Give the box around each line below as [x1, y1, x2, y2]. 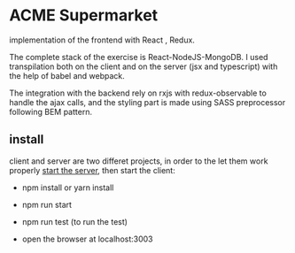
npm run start [21, 199, 73, 210]
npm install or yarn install [21, 182, 114, 193]
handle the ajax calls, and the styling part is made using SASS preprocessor [9, 96, 286, 107]
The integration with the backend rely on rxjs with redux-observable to [9, 88, 268, 98]
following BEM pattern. [9, 106, 93, 117]
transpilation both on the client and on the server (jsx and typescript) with [9, 61, 278, 72]
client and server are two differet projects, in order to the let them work [9, 156, 268, 166]
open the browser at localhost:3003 [21, 234, 153, 244]
